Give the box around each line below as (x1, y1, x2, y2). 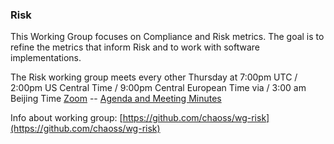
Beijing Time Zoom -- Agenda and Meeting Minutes (10, 93, 222, 105)
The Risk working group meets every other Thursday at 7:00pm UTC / (10, 71, 298, 83)
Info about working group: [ (10, 112, 123, 124)
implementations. (10, 52, 82, 64)
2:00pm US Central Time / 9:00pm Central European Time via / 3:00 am (10, 82, 307, 94)
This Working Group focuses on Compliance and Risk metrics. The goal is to (10, 31, 325, 43)
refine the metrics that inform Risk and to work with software (10, 41, 260, 53)
